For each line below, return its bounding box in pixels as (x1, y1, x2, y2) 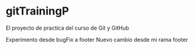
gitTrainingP (6, 4, 69, 18)
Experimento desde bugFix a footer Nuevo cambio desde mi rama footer (6, 36, 188, 43)
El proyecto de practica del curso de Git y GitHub (6, 24, 130, 31)
